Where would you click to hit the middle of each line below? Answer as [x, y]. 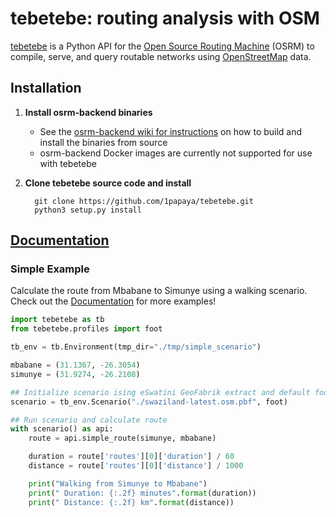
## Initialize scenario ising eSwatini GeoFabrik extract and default [160, 392]
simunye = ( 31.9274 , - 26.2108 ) [75, 374]
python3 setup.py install [88, 210]
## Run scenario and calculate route [89, 420]
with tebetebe [68, 163]
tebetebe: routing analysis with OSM [165, 18]
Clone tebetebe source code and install [108, 183]
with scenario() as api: [62, 429]
